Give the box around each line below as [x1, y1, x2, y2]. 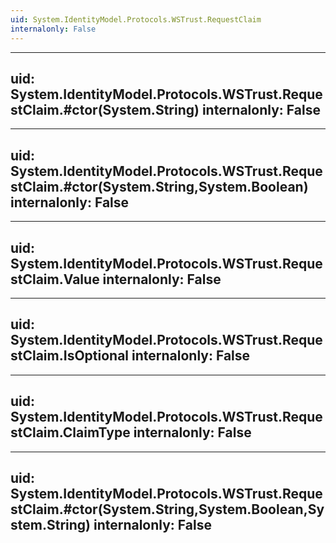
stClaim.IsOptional [10, 347, 130, 365]
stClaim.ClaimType [10, 424, 131, 441]
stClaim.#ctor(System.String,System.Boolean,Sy [10, 501, 325, 518]
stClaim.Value [10, 271, 100, 288]
